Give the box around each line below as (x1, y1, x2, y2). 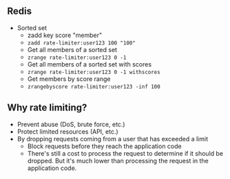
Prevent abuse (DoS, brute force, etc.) (17, 120, 125, 128)
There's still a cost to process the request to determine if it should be (27, 149, 224, 157)
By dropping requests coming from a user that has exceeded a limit (17, 134, 209, 143)
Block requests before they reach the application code (27, 142, 182, 150)
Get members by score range (27, 75, 111, 83)
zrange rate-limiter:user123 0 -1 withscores (27, 69, 160, 75)
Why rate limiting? (7, 102, 87, 114)
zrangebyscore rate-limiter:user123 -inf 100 (27, 83, 160, 90)
